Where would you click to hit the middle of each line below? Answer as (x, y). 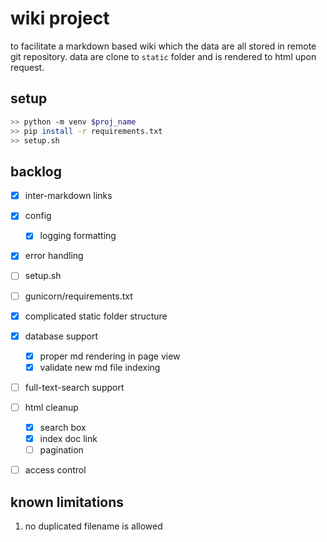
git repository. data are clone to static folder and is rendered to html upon (163, 56)
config (38, 216)
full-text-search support (74, 387)
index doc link (68, 438)
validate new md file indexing (100, 367)
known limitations (67, 502)
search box (63, 427)
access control (55, 470)
